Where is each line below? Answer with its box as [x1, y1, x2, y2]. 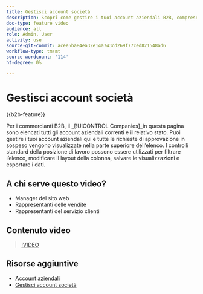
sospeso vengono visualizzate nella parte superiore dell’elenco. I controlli [6, 142, 189, 149]
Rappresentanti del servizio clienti [14, 207, 100, 215]
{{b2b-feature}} [6, 111, 45, 118]
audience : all [6, 25, 42, 32]
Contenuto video [6, 225, 71, 235]
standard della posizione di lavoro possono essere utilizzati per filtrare [6, 148, 181, 155]
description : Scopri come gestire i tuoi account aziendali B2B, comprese [6, 15, 199, 21]
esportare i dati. [6, 161, 46, 168]
